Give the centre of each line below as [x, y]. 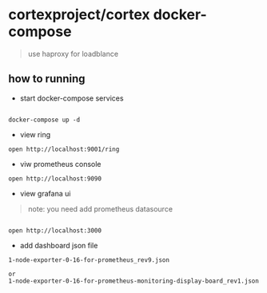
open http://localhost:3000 [55, 230]
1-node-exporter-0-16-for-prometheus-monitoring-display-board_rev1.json [134, 281]
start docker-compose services [72, 98]
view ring [35, 134]
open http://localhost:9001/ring [64, 149]
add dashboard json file [59, 245]
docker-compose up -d [44, 120]
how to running [47, 79]
